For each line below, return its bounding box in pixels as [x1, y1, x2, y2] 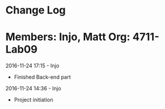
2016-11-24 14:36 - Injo [5, 85, 62, 92]
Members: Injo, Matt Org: [5, 30, 130, 44]
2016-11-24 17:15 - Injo [5, 62, 60, 69]
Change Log [5, 4, 66, 17]
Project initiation [14, 96, 53, 103]
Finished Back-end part [14, 74, 71, 81]
